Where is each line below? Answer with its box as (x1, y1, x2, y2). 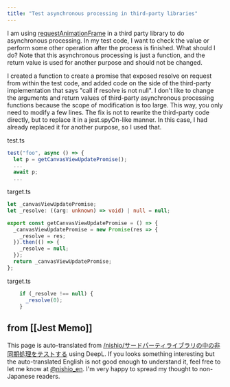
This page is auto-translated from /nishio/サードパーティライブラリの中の (7, 342, 215, 350)
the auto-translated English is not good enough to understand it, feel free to (7, 357, 221, 366)
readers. (36, 373, 60, 381)
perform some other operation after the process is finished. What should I (7, 43, 216, 52)
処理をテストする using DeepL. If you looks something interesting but (19, 350, 215, 358)
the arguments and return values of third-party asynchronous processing (7, 94, 214, 102)
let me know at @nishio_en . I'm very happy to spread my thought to (7, 365, 198, 373)
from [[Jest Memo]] (7, 322, 93, 334)
